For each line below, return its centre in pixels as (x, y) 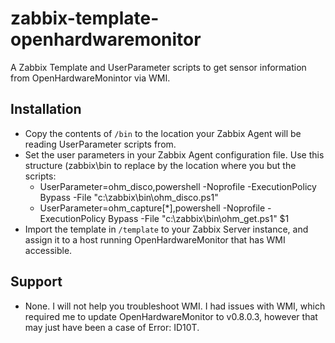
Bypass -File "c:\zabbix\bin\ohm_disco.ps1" (129, 197)
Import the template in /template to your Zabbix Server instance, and (166, 229)
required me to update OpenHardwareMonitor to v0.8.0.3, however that (171, 316)
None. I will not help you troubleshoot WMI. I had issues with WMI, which (175, 306)
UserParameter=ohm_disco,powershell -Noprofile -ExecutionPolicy (178, 186)
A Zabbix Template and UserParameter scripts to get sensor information (158, 67)
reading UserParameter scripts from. (100, 144)
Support (36, 282)
